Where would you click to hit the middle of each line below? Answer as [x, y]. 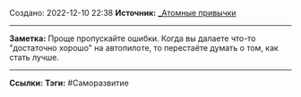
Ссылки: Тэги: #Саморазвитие [69, 83]
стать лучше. [34, 57]
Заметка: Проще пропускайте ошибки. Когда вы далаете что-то [133, 38]
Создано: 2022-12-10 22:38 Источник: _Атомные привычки [123, 13]
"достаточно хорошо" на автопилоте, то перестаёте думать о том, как [144, 48]
